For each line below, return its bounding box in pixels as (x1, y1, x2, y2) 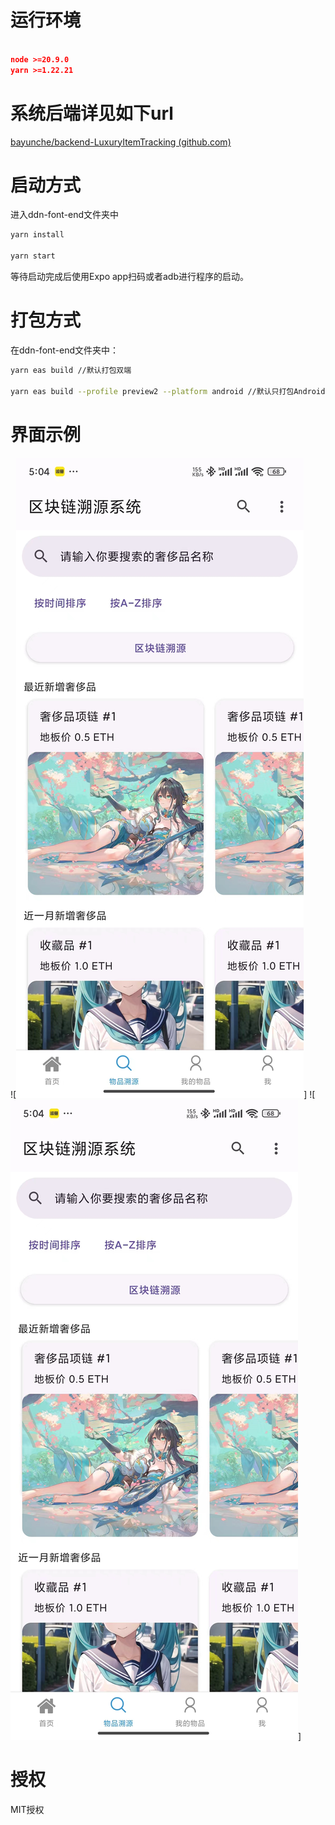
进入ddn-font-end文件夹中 (10, 209, 120, 221)
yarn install (10, 230, 65, 240)
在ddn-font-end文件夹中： (10, 344, 120, 356)
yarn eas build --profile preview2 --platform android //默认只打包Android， (10, 386, 333, 396)
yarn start (10, 251, 56, 261)
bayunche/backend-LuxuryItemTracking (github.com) (10, 136, 232, 148)
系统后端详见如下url (10, 102, 174, 125)
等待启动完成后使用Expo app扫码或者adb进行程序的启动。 (10, 271, 249, 283)
